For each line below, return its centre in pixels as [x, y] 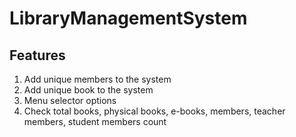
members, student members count [95, 121]
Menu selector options [70, 100]
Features [37, 55]
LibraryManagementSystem [128, 18]
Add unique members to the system [97, 79]
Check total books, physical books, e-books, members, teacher [154, 111]
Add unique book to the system [88, 90]
